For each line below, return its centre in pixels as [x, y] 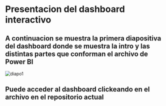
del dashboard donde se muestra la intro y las [77, 46]
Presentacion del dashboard [65, 9]
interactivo [28, 20]
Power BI [19, 62]
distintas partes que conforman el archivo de [77, 54]
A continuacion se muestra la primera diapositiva [83, 38]
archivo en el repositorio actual [54, 97]
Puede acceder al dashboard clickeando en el [77, 89]
